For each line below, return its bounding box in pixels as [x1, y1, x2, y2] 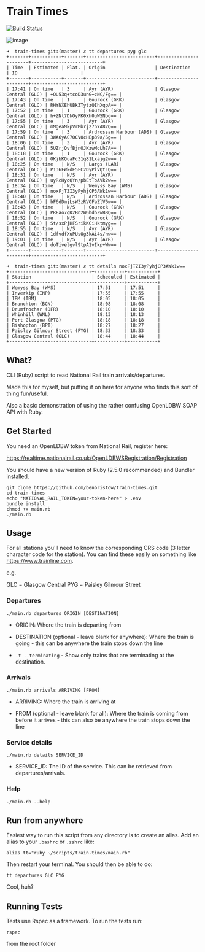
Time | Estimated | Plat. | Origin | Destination [12, 64, 191, 71]
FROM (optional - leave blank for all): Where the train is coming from [15, 710, 188, 717]
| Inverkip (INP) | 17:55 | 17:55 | [6, 290, 161, 296]
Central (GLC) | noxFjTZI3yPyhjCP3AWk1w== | [6, 188, 122, 194]
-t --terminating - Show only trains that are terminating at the [15, 651, 174, 659]
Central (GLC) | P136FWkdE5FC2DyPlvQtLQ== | [6, 166, 122, 172]
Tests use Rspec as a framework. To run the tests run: [6, 918, 143, 925]
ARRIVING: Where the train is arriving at [15, 698, 116, 705]
